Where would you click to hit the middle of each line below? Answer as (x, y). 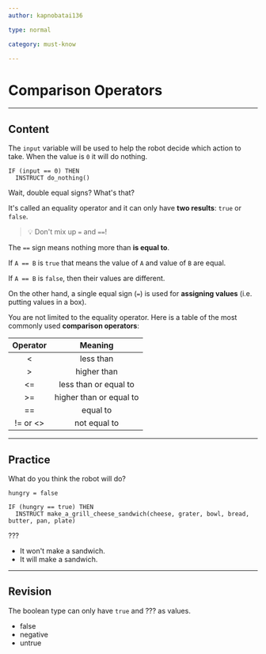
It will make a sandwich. (59, 559)
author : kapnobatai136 (46, 15)
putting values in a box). (47, 302)
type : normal (30, 30)
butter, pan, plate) (42, 521)
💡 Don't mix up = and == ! (67, 232)
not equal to (97, 423)
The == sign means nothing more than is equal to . (89, 248)
